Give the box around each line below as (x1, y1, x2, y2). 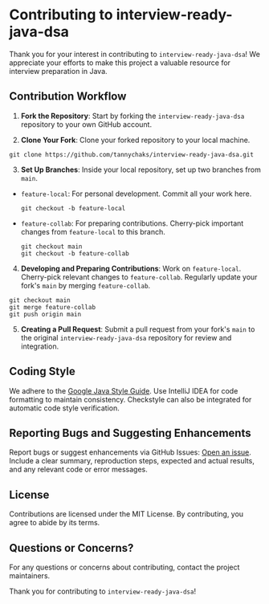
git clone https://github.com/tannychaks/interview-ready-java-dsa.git (9, 150, 254, 158)
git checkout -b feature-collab (20, 249, 129, 258)
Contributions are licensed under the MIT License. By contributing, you (9, 509, 244, 519)
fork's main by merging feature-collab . (20, 280, 151, 290)
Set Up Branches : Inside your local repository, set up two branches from (20, 165, 262, 174)
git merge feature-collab (9, 303, 96, 311)
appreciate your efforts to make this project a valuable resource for (9, 58, 231, 67)
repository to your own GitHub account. (20, 119, 152, 129)
